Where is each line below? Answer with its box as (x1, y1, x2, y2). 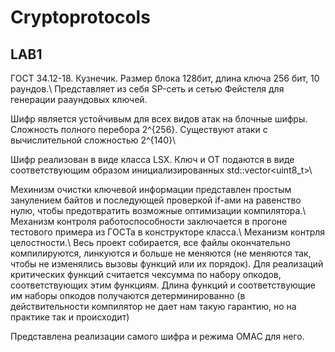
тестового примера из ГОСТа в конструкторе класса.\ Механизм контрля (10, 226, 326, 238)
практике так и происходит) (10, 311, 130, 323)
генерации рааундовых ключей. (10, 94, 148, 105)
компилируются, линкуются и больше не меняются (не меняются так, (10, 247, 312, 259)
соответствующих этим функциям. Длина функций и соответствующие (10, 279, 317, 291)
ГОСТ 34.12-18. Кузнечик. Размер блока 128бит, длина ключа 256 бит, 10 (10, 72, 320, 84)
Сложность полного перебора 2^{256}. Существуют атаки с (10, 124, 268, 135)
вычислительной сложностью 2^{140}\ (10, 134, 177, 146)
